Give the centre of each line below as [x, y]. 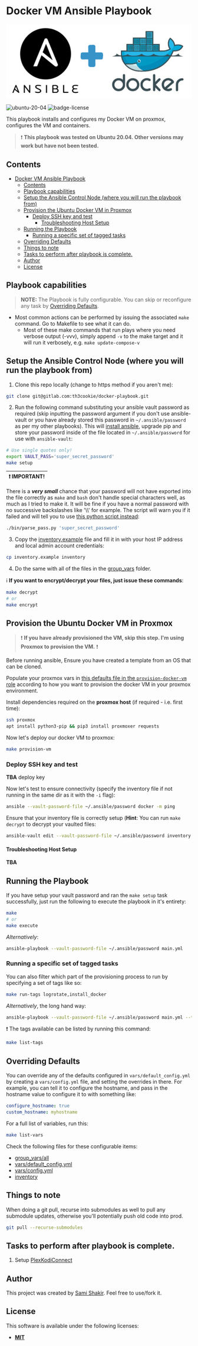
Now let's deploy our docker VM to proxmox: [60, 738]
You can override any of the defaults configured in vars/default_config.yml [98, 1075]
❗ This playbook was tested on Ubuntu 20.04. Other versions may [102, 137]
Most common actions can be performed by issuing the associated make [102, 317]
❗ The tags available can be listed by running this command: [79, 1029]
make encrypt [22, 605]
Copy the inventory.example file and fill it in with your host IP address [99, 539]
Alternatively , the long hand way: [46, 1006]
